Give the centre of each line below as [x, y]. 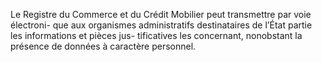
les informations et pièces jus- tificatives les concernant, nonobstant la [156, 35]
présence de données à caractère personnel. [103, 46]
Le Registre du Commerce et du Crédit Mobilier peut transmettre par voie [161, 14]
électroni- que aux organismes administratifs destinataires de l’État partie [161, 25]
